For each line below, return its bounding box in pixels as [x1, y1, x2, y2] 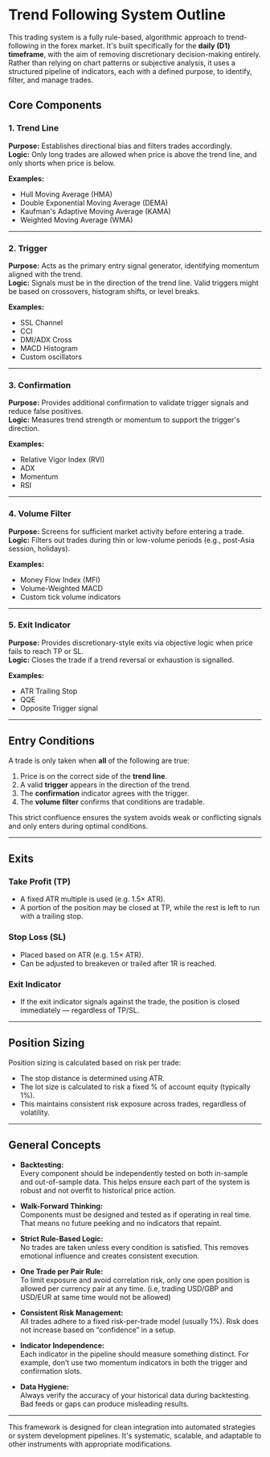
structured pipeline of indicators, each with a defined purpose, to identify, [8, 66, 253, 76]
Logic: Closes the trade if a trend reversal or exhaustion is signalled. [8, 655, 235, 664]
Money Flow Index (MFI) [19, 574, 100, 585]
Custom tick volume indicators [19, 592, 121, 602]
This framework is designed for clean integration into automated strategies [8, 1422, 256, 1431]
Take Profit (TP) [8, 875, 71, 887]
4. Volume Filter [8, 508, 72, 519]
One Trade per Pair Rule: [19, 1266, 104, 1276]
